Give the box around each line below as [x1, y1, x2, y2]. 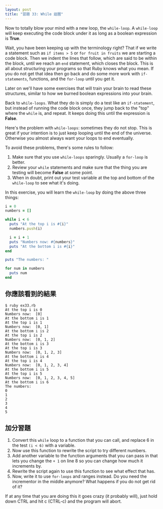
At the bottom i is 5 [5, 367, 49, 372]
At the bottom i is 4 [5, 354, 49, 359]
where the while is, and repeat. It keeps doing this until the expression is [5, 110, 150, 116]
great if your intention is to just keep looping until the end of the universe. [5, 130, 152, 136]
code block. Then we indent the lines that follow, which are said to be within [5, 55, 157, 61]
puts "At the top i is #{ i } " [9, 222, 69, 227]
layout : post [5, 7, 32, 12]
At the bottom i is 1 [5, 316, 49, 321]
